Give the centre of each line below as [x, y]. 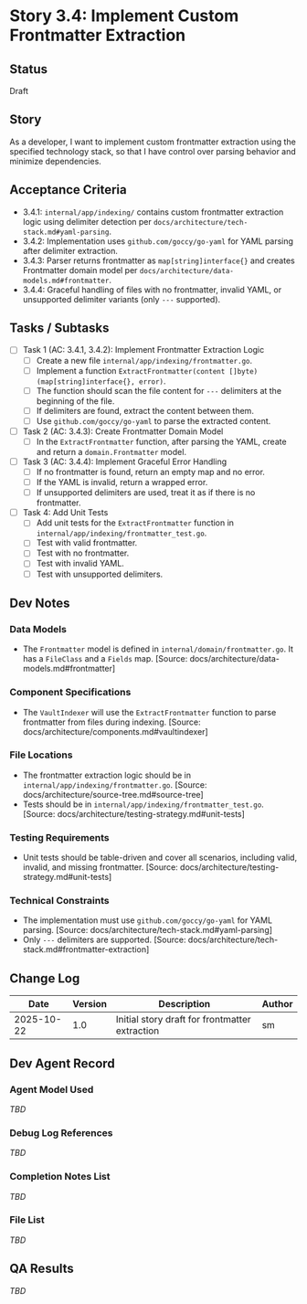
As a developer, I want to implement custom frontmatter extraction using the [153, 142]
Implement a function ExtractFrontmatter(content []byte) [147, 370]
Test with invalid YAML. [80, 564]
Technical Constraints [59, 901]
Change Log [45, 978]
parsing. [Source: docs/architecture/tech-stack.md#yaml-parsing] [147, 930]
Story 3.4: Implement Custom [124, 16]
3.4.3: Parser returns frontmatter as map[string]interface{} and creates [159, 260]
